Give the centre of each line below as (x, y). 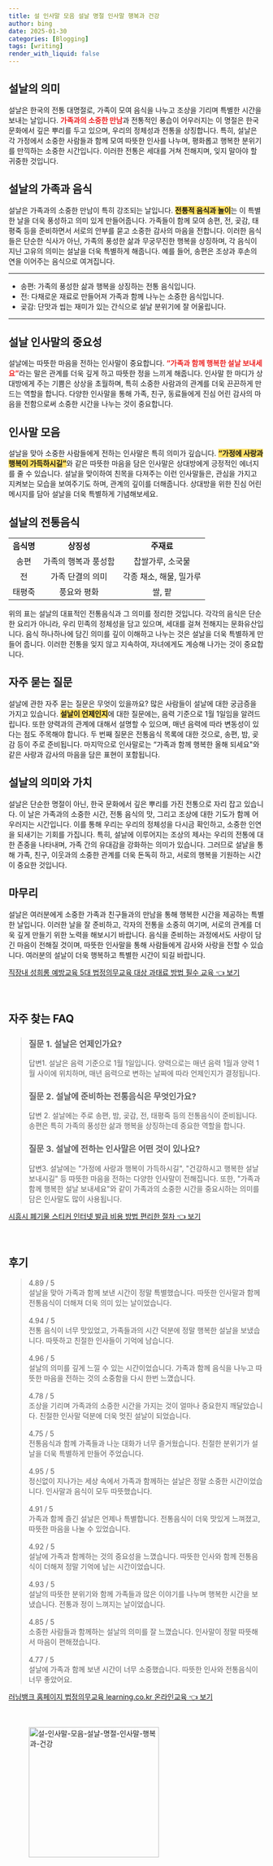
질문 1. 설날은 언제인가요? (75, 1043)
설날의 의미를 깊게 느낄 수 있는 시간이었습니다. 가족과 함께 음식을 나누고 (141, 1368)
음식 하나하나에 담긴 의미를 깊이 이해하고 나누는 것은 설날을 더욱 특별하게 (141, 634)
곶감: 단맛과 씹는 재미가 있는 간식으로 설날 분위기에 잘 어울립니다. (123, 306)
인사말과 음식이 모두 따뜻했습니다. (99, 1491)
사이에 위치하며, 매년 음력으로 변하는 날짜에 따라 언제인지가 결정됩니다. (149, 1073)
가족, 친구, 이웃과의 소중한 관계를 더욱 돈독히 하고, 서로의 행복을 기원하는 (131, 854)
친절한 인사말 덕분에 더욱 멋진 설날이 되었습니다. (115, 1416)
